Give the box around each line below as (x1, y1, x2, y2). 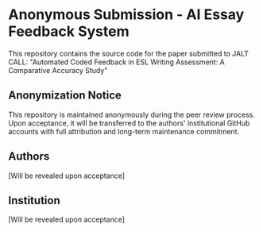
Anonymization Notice (8, 89, 122, 102)
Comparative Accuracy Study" (8, 65, 108, 75)
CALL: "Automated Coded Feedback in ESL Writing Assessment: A (8, 57, 225, 67)
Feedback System (8, 22, 130, 41)
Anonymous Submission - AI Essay (8, 6, 245, 24)
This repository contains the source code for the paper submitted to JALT (8, 48, 249, 58)
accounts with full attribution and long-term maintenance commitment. (8, 126, 240, 136)
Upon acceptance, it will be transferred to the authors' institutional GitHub (8, 118, 250, 128)
